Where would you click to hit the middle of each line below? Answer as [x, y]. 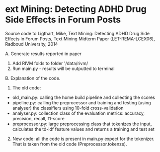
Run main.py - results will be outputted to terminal [63, 69]
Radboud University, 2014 [32, 44]
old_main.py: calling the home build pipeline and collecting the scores [83, 97]
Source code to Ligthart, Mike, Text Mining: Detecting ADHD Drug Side [78, 33]
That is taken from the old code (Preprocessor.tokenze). [70, 144]
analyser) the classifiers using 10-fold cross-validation [68, 108]
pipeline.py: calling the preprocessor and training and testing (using [81, 102]
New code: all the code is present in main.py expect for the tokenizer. [83, 139]
